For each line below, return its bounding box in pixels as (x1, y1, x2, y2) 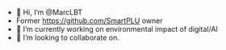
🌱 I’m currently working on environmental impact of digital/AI (15, 25, 218, 33)
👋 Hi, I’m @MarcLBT (15, 8, 83, 17)
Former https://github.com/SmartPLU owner (15, 16, 163, 25)
